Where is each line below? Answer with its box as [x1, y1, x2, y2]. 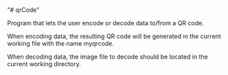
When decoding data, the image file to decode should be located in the [7, 52, 208, 61]
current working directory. [7, 60, 81, 67]
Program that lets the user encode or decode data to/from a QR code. [7, 19, 204, 27]
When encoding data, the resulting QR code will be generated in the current [7, 32, 221, 40]
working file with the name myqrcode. [7, 40, 115, 47]
